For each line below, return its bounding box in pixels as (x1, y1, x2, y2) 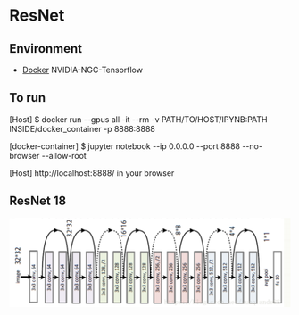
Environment (9, 41, 83, 56)
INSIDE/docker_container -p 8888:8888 (9, 123, 156, 134)
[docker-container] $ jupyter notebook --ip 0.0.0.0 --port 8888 (9, 140, 241, 152)
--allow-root (41, 150, 87, 161)
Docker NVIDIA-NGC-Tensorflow (21, 64, 143, 75)
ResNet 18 (9, 194, 67, 209)
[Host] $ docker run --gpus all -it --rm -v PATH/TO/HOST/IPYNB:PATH (9, 113, 268, 125)
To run (9, 90, 46, 105)
